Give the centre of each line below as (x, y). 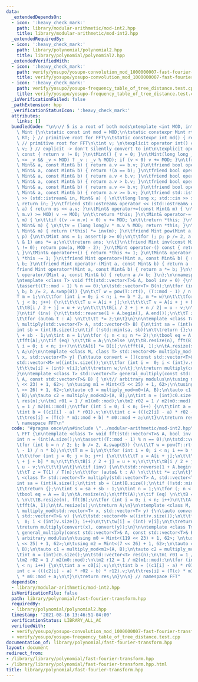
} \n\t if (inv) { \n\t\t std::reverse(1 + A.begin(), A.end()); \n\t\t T (103, 313)
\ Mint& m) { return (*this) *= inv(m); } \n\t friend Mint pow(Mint (101, 231)
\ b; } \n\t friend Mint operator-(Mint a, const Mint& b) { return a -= (106, 264)
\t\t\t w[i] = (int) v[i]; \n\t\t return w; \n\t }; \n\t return (89, 368)
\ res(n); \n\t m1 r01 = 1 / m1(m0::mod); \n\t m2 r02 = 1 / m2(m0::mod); (105, 401)
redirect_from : (25, 653)
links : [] (29, 122)
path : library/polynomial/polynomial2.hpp (70, 50)
